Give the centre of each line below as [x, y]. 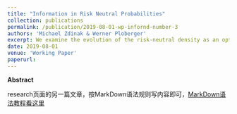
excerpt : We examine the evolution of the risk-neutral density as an [113, 40]
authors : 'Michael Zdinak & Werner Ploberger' [77, 33]
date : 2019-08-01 [33, 46]
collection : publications [45, 20]
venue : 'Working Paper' [42, 53]
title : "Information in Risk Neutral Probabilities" [86, 14]
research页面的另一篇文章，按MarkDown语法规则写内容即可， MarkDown [114, 94]
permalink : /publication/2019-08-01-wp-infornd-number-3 [93, 27]
